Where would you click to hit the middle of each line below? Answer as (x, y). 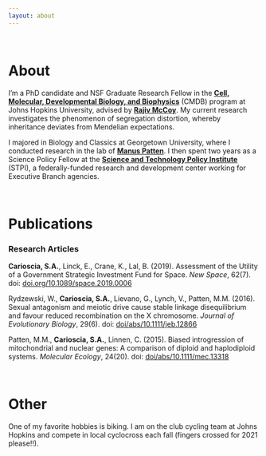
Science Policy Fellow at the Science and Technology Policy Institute (123, 159)
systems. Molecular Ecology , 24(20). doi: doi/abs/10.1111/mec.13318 (119, 357)
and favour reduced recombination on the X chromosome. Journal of (121, 315)
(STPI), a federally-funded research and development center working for (127, 168)
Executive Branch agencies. (54, 176)
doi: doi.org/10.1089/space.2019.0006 (70, 284)
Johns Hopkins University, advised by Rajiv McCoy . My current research (128, 109)
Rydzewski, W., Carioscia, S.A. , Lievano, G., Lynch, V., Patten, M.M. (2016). (132, 299)
